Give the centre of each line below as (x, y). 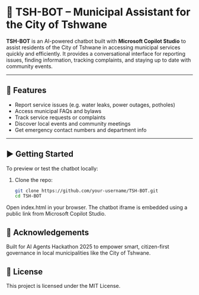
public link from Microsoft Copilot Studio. (56, 214)
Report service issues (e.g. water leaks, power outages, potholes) (95, 105)
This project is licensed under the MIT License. (63, 286)
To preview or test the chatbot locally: (52, 168)
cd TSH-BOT (28, 196)
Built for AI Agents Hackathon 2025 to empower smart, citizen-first (88, 247)
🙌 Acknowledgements (48, 233)
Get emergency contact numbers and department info (81, 130)
